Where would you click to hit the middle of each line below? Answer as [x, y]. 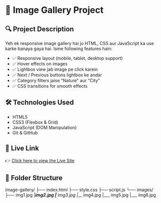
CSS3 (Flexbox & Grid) [35, 122]
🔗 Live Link [22, 148]
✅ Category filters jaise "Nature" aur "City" [56, 80]
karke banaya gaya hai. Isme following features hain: [59, 49]
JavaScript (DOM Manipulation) [44, 127]
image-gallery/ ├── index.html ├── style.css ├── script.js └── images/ [79, 190]
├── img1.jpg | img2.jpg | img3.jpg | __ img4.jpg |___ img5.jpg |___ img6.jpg [80, 195]
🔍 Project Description [40, 29]
